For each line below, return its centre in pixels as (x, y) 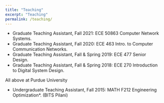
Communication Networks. (40, 49)
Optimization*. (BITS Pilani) (40, 95)
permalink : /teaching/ (29, 19)
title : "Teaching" (24, 10)
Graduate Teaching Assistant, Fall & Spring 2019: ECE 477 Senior (79, 54)
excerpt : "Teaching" (27, 14)
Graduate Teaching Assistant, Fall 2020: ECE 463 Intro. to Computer (83, 44)
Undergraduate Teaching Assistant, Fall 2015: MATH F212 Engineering (84, 90)
